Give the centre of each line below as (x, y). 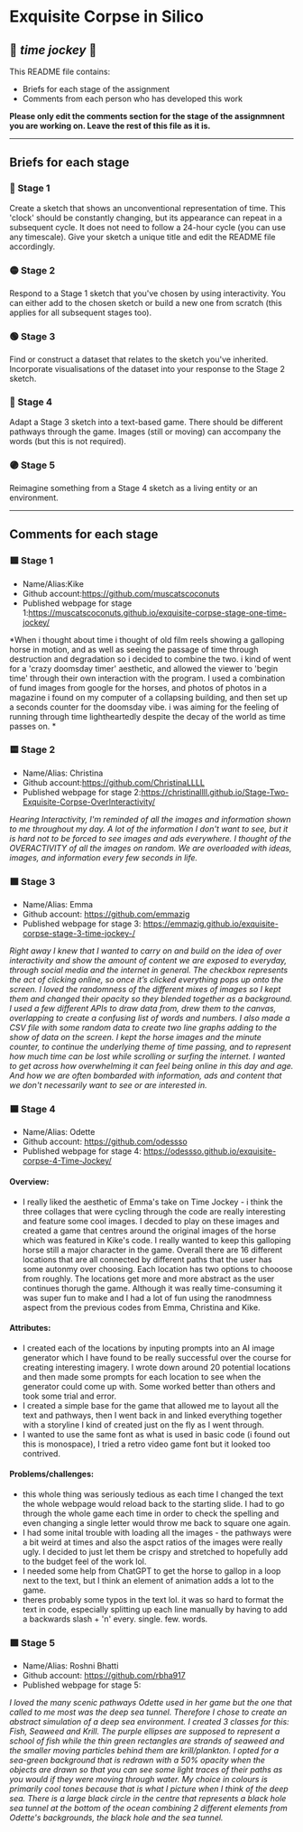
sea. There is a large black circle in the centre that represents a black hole (148, 1799)
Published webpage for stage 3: (82, 924)
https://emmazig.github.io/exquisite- (211, 924)
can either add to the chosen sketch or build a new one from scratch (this (146, 302)
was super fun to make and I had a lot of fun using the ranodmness (147, 1297)
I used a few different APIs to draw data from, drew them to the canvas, (143, 1009)
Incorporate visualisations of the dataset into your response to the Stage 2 (147, 369)
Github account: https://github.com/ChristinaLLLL (114, 782)
